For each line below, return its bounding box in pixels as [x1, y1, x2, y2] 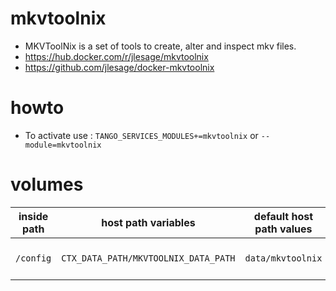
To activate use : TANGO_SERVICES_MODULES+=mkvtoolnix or [24, 129, 259, 141]
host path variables [101, 215, 196, 229]
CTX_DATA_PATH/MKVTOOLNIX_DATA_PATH [61, 252, 236, 264]
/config [15, 252, 52, 264]
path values [254, 222, 313, 236]
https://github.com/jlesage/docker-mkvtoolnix [24, 61, 215, 73]
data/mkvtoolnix [244, 252, 323, 264]
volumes [10, 173, 84, 196]
